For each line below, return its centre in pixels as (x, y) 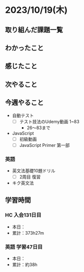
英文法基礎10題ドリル (34, 171)
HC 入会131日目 (23, 215)
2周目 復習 (30, 177)
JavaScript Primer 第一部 (44, 145)
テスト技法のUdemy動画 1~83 (49, 121)
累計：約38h (25, 265)
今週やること (24, 103)
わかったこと (24, 48)
